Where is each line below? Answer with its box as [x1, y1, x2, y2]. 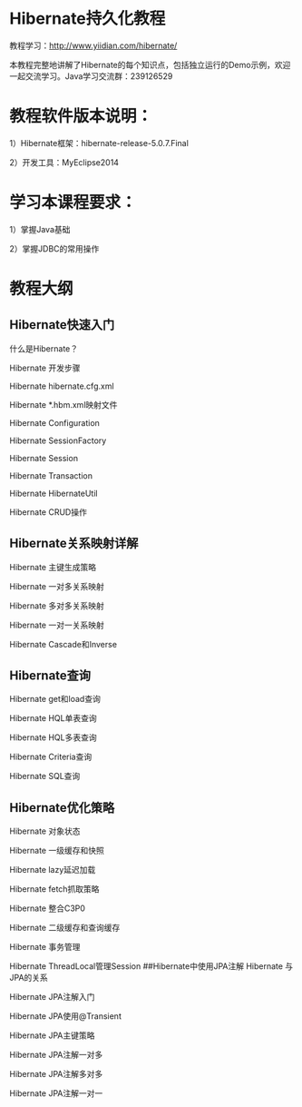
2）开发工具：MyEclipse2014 [9, 156, 120, 168]
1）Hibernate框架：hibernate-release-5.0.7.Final [9, 137, 189, 148]
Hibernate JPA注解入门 [9, 992, 95, 1003]
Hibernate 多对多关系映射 [9, 600, 104, 611]
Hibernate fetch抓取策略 [9, 884, 100, 894]
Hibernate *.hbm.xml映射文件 [9, 399, 118, 410]
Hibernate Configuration [9, 417, 100, 428]
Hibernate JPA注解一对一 [9, 1088, 103, 1099]
